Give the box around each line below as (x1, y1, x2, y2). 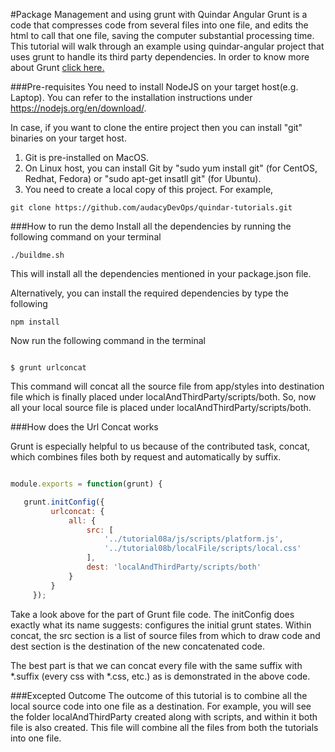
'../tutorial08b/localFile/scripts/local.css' (104, 544, 302, 554)
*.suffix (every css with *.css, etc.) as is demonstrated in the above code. (10, 670, 311, 682)
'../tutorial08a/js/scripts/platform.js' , (104, 534, 284, 544)
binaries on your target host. (10, 132, 127, 144)
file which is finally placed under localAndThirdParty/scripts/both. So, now (10, 391, 317, 403)
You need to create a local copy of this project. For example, (24, 184, 274, 195)
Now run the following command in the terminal (10, 335, 206, 346)
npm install (10, 317, 60, 327)
